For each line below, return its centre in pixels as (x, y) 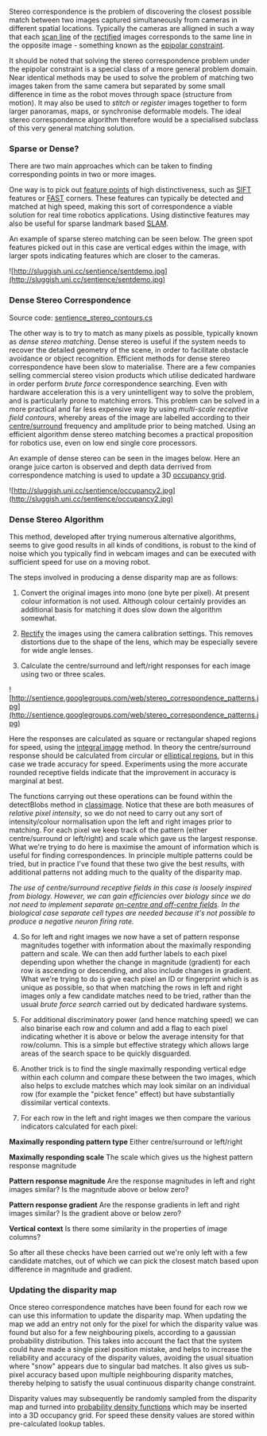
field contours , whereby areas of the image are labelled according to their (130, 417)
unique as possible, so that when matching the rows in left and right (132, 987)
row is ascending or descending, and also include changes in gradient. (136, 970)
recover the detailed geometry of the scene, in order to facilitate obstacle (129, 349)
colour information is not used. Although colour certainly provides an (133, 601)
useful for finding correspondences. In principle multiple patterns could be (131, 855)
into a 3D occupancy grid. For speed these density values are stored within (132, 1415)
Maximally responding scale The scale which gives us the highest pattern (131, 1157)
